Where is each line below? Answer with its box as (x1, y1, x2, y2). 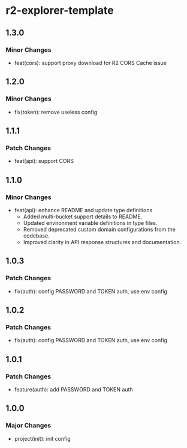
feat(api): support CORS (14, 158, 74, 165)
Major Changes (5, 422, 52, 430)
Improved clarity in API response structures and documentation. (23, 238, 182, 245)
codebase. (23, 232, 50, 239)
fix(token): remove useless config (14, 108, 98, 115)
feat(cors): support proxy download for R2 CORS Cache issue (14, 59, 167, 66)
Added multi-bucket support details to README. (23, 213, 143, 220)
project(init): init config (14, 435, 71, 442)
